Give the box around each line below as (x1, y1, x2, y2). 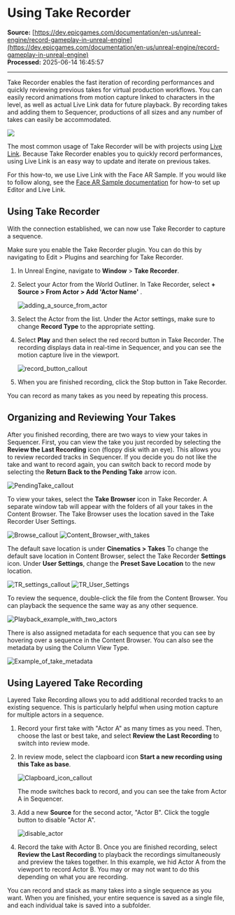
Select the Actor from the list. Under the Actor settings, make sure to (17, 314, 215, 323)
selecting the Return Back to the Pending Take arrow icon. (7, 468, 177, 476)
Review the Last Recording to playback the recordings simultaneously (17, 850, 221, 859)
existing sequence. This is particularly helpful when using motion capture (7, 703, 219, 712)
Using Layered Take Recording (7, 677, 143, 689)
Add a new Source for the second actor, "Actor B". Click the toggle (17, 808, 210, 817)
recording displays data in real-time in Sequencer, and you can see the (17, 343, 222, 351)
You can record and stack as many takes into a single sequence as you (7, 886, 212, 895)
